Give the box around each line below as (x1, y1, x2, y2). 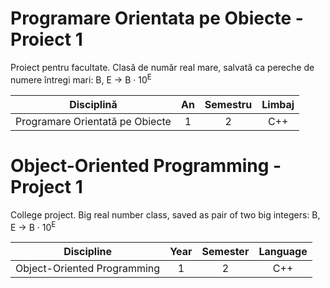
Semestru (204, 97, 253, 111)
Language (258, 245, 308, 259)
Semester (201, 245, 250, 259)
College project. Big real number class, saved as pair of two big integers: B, (10, 208, 321, 221)
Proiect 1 (10, 28, 83, 51)
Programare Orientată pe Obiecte (15, 114, 172, 128)
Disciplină (69, 97, 118, 111)
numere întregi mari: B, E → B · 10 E (10, 72, 152, 86)
